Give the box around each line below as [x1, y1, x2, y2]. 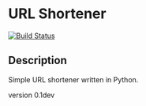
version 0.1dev [8, 90, 55, 100]
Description [8, 54, 67, 67]
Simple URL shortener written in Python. [8, 74, 139, 84]
